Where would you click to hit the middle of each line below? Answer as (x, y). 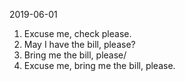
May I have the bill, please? (79, 44)
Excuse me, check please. (77, 33)
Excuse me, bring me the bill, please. (99, 65)
